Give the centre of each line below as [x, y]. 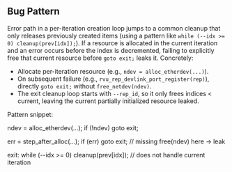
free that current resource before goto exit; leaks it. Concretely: [100, 58]
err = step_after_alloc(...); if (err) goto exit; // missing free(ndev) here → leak [116, 141]
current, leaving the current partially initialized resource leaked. [108, 101]
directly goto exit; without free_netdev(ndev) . [84, 86]
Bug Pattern [33, 11]
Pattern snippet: [30, 114]
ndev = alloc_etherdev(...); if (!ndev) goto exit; [73, 127]
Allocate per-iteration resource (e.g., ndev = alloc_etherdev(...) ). [113, 71]
